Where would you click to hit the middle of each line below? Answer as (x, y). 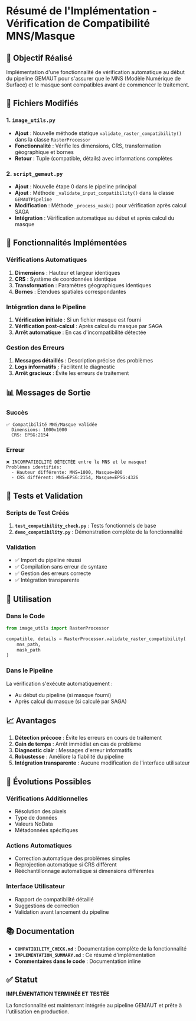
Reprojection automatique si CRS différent (66, 865)
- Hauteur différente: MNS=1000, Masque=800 (67, 473)
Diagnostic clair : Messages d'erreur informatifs (73, 750)
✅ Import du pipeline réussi (48, 560)
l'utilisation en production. (38, 1012)
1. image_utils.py (31, 120)
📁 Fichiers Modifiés (42, 103)
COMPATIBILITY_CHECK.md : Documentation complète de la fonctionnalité (101, 948)
